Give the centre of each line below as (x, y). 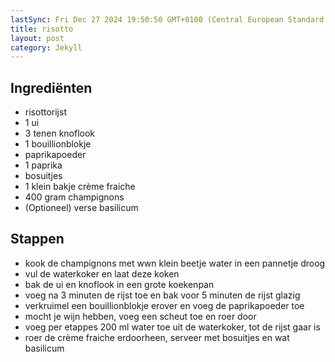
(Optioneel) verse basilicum (81, 208)
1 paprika (43, 165)
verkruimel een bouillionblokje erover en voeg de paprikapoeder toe (164, 305)
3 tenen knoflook (60, 133)
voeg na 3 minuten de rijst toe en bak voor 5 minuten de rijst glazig (162, 295)
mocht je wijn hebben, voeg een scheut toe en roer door (140, 316)
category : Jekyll (46, 47)
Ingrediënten (51, 87)
